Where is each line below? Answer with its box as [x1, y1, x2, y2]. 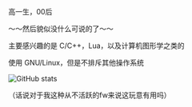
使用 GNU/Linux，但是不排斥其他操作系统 [8, 58, 145, 67]
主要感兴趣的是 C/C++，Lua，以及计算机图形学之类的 [8, 41, 186, 50]
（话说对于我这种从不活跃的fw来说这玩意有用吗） [8, 90, 171, 100]
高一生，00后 [8, 7, 53, 16]
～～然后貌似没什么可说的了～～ [8, 24, 114, 34]
